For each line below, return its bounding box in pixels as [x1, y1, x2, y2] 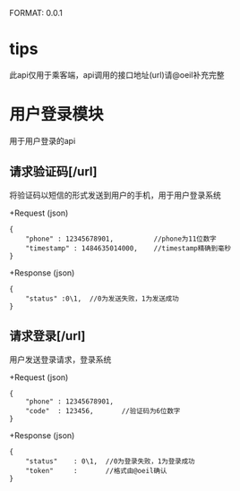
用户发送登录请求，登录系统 [9, 353, 112, 365]
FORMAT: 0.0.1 [9, 8, 63, 18]
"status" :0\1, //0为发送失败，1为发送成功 [25, 294, 179, 303]
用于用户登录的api [9, 135, 76, 146]
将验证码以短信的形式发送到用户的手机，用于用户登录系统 [9, 190, 221, 200]
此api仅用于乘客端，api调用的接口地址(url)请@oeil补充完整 [9, 69, 225, 80]
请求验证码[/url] [9, 165, 98, 180]
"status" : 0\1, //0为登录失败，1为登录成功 [25, 456, 195, 466]
